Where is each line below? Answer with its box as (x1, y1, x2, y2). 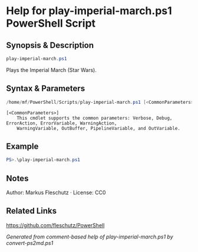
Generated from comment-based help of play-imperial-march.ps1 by (6, 233, 174, 240)
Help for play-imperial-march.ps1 (6, 4, 172, 18)
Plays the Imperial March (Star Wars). (6, 66, 97, 73)
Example (6, 141, 39, 151)
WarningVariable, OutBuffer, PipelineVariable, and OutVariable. (16, 125, 181, 131)
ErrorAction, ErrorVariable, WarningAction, (6, 120, 117, 126)
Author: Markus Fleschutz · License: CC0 (6, 189, 106, 196)
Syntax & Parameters (6, 84, 85, 94)
